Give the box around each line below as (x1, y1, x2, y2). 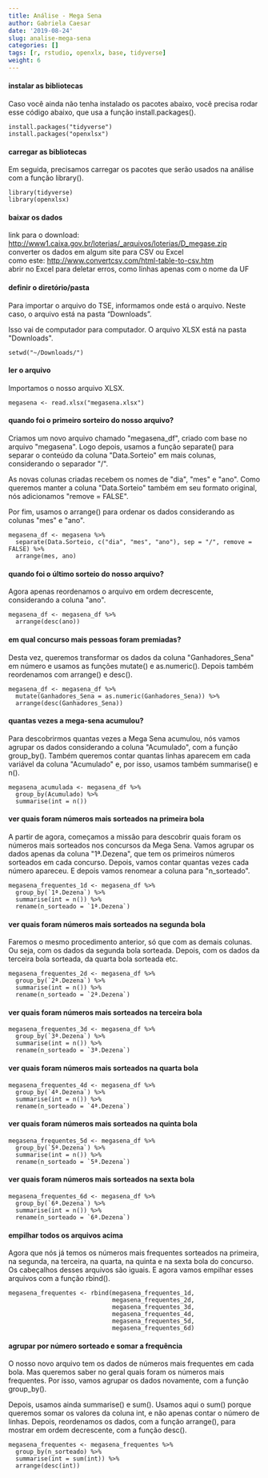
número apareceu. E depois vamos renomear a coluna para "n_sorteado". (8, 866, 250, 876)
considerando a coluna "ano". (8, 595, 106, 605)
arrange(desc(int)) (15, 1462, 81, 1470)
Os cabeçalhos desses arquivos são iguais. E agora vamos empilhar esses (8, 1265, 254, 1275)
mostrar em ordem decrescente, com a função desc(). (8, 1425, 187, 1435)
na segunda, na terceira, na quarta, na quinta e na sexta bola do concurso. (8, 1257, 254, 1267)
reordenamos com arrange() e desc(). (8, 670, 134, 679)
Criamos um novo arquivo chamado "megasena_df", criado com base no (8, 433, 248, 443)
